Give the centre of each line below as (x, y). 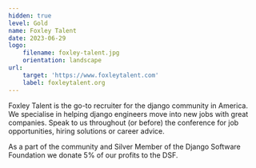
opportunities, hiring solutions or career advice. (87, 131)
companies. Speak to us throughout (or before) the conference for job (124, 122)
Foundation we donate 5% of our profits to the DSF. (93, 155)
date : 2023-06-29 (37, 38)
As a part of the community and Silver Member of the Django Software (125, 146)
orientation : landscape (62, 61)
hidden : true (30, 16)
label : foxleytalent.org (64, 82)
